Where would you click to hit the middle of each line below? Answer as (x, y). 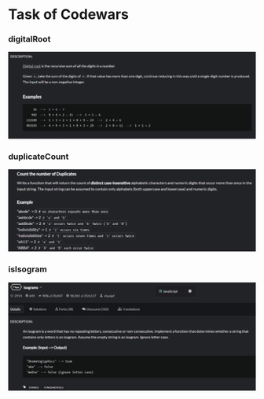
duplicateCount (38, 157)
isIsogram (27, 269)
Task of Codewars (69, 15)
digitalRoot (29, 39)
